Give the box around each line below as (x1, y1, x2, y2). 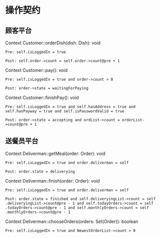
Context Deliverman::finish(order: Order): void (5, 178, 100, 184)
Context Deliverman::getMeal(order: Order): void (5, 150, 106, 156)
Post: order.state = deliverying (5, 169, 75, 174)
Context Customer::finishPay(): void (5, 95, 79, 101)
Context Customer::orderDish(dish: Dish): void (5, 40, 101, 46)
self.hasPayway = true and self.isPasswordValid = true (5, 109, 124, 114)
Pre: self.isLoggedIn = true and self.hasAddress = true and (5, 104, 136, 109)
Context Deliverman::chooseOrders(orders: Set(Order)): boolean (5, 218, 138, 224)
